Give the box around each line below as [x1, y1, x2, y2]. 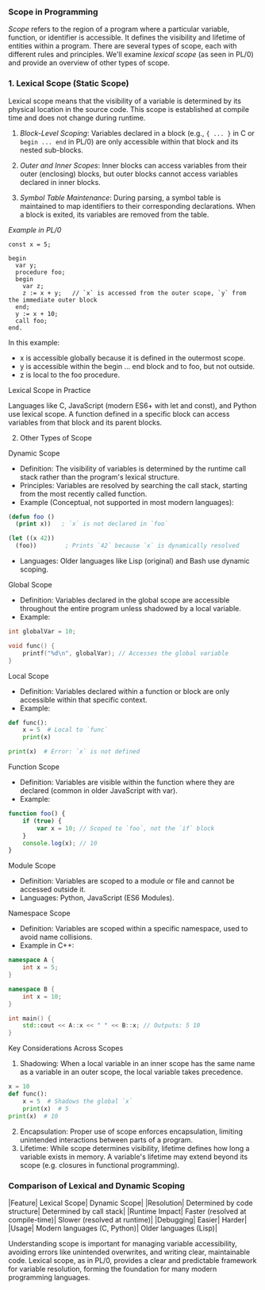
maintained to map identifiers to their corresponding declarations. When [19, 201, 256, 210]
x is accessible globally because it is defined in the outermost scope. [19, 352, 246, 363]
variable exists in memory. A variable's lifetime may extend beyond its [19, 1152, 248, 1161]
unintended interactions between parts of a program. [19, 1134, 193, 1145]
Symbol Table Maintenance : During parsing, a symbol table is [19, 193, 221, 202]
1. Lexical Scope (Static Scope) [8, 78, 129, 89]
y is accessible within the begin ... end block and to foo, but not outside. [19, 361, 255, 371]
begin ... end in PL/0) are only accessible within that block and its [19, 137, 239, 146]
